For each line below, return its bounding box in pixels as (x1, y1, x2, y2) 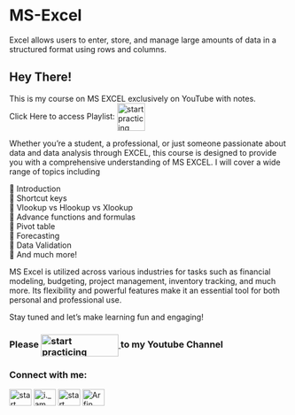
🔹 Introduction (9, 183, 61, 194)
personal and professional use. (9, 294, 122, 305)
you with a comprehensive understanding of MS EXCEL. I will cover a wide (9, 157, 281, 167)
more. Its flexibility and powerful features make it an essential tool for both (9, 285, 281, 296)
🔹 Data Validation (9, 240, 73, 250)
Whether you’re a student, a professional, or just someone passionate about (9, 138, 286, 149)
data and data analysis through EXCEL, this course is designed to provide (9, 147, 277, 158)
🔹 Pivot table (9, 220, 56, 231)
